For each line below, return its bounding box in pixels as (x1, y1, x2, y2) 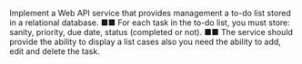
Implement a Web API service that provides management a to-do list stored (9, 8, 291, 18)
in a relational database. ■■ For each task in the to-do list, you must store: (9, 17, 291, 28)
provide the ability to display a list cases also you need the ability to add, (9, 36, 282, 47)
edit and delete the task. (9, 46, 100, 57)
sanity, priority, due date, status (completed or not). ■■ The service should (9, 27, 294, 37)
